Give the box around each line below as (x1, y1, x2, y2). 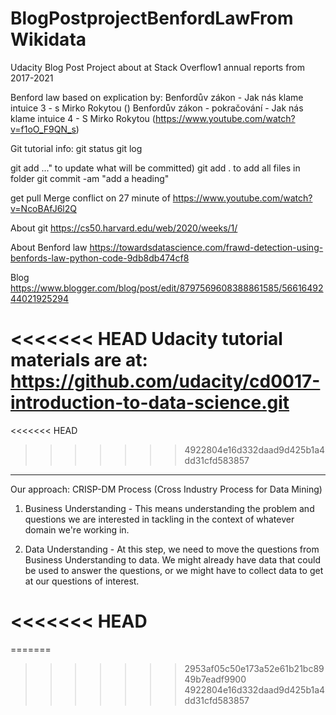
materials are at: (10, 349, 148, 372)
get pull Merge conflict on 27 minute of (10, 192, 171, 204)
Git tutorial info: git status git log (10, 142, 143, 154)
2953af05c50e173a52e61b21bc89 (184, 662, 325, 674)
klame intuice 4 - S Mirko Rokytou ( (10, 112, 156, 124)
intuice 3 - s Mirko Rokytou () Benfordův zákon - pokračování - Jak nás (10, 102, 304, 114)
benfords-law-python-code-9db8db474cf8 (10, 252, 190, 264)
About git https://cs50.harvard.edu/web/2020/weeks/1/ (10, 222, 238, 234)
